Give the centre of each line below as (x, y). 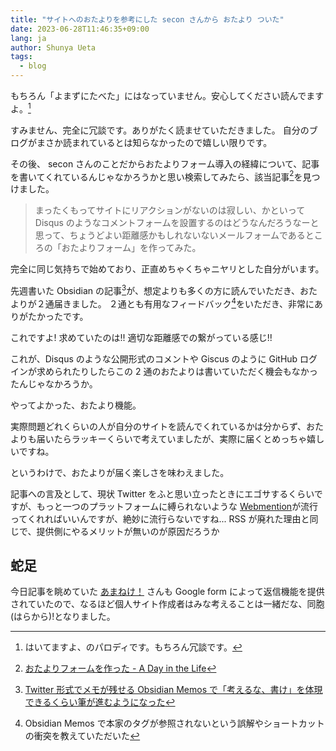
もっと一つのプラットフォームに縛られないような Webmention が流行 (177, 506)
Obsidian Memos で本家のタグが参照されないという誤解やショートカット (174, 723)
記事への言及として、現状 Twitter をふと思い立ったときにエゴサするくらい (162, 493)
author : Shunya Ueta (53, 47)
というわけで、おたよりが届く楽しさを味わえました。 (120, 472)
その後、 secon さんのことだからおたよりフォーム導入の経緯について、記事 (165, 163)
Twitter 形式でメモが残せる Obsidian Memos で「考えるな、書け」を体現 (173, 690)
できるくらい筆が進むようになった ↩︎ (100, 702)
